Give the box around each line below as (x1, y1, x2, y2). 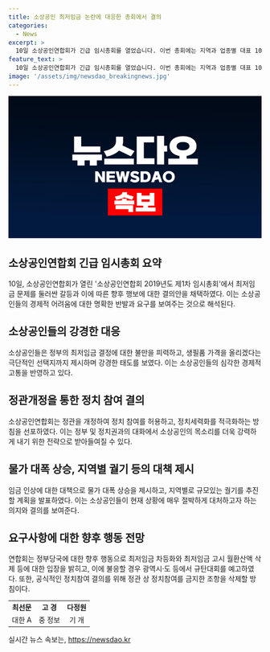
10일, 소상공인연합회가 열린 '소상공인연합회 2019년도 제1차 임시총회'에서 (8, 279, 235, 289)
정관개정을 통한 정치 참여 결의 (8, 394, 145, 408)
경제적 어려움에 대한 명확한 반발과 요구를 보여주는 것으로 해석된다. (29, 299, 235, 309)
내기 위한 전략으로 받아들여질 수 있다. (16, 437, 133, 446)
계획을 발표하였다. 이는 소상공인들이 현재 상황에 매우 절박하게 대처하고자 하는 (16, 495, 257, 505)
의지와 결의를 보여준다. (8, 505, 80, 515)
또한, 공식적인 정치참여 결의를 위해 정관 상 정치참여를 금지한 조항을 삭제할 (18, 574, 248, 584)
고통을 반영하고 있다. (8, 367, 73, 377)
